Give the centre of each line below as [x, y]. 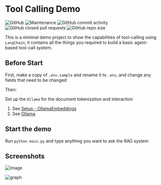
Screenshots [25, 156]
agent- [141, 42]
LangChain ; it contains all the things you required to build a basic [69, 42]
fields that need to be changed [36, 80]
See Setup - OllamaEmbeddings [44, 108]
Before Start [24, 63]
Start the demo [28, 129]
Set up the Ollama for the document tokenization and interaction [69, 99]
